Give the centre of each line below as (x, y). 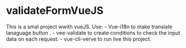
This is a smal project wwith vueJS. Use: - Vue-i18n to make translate (90, 27)
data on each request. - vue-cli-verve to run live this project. (79, 39)
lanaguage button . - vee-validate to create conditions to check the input (93, 32)
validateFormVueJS (55, 11)
